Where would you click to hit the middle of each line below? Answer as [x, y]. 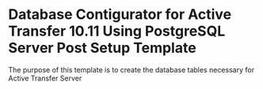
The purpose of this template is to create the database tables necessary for [131, 69]
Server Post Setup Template [102, 48]
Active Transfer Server [45, 78]
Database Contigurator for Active [120, 15]
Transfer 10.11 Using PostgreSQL [117, 31]
